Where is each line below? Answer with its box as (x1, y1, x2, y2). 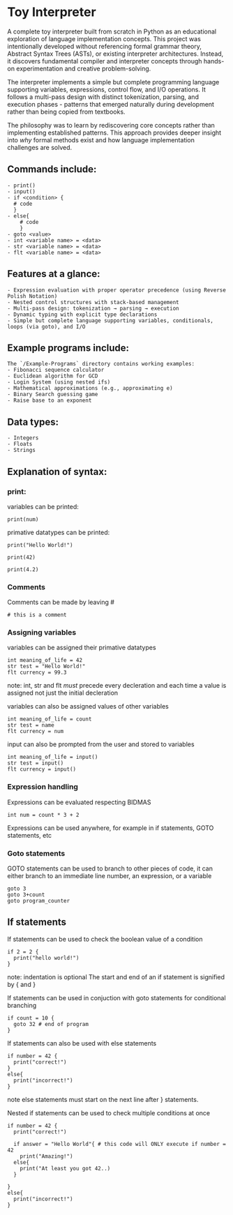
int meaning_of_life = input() (7, 754, 98, 761)
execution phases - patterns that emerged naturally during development (7, 100, 215, 108)
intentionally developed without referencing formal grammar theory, (7, 42, 202, 50)
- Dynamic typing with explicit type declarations (7, 311, 158, 318)
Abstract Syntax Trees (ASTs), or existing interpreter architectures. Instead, (7, 50, 224, 58)
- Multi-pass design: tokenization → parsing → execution (7, 305, 179, 312)
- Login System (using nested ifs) (7, 379, 111, 386)
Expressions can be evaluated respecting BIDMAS (7, 798, 151, 806)
